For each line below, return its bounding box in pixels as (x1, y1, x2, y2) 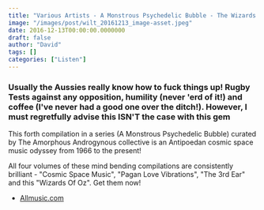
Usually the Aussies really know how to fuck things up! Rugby (8, 81, 251, 92)
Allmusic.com (19, 193, 65, 203)
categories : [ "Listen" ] (8, 56, 87, 64)
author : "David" (8, 41, 62, 49)
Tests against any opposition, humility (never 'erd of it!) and (8, 92, 243, 103)
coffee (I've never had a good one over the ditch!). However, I (8, 101, 247, 112)
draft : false (8, 33, 51, 42)
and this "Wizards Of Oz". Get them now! (8, 178, 141, 188)
